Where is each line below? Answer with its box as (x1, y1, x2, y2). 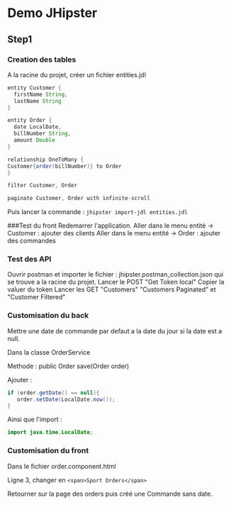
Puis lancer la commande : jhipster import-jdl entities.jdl (7, 208, 188, 216)
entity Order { (7, 117, 52, 124)
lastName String (13, 97, 62, 104)
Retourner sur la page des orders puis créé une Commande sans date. (7, 489, 213, 498)
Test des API (7, 254, 52, 264)
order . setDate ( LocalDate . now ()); (16, 396, 115, 403)
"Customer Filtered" (7, 293, 66, 301)
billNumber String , (13, 130, 72, 138)
